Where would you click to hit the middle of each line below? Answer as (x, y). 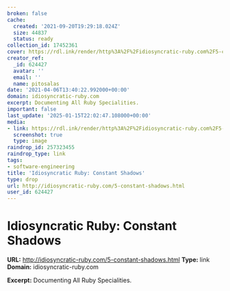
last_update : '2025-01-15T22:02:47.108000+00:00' (79, 115)
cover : (16, 52)
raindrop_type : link (37, 154)
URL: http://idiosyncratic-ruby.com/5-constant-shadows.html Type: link (108, 260)
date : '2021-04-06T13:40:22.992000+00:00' (68, 90)
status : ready (33, 39)
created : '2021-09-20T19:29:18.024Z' (67, 26)
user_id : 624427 (30, 192)
